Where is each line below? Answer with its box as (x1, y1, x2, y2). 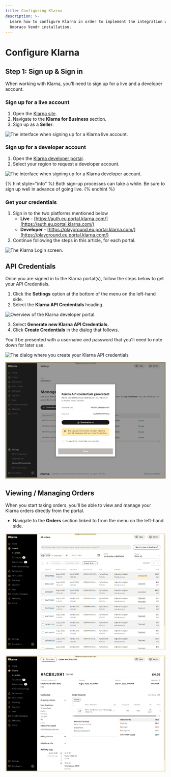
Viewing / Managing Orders (5, 489, 95, 497)
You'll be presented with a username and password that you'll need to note (5, 336, 163, 342)
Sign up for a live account (5, 99, 70, 106)
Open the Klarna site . (12, 110, 58, 117)
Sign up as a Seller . (12, 121, 54, 127)
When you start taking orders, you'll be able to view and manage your (5, 502, 151, 508)
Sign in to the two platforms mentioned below (12, 210, 108, 217)
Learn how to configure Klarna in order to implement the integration (10, 19, 163, 24)
